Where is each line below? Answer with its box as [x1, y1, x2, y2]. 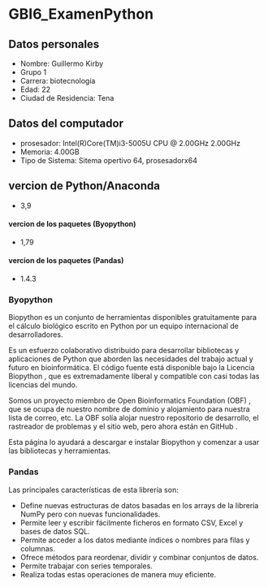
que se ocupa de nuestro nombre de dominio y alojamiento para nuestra [8, 404, 250, 414]
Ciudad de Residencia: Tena [19, 93, 115, 102]
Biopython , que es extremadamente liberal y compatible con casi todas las [8, 371, 260, 382]
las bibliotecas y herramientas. [8, 446, 111, 455]
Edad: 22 [19, 84, 51, 94]
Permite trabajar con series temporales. [19, 561, 153, 571]
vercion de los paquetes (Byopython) [8, 219, 136, 229]
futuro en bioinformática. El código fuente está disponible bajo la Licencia [8, 363, 255, 373]
